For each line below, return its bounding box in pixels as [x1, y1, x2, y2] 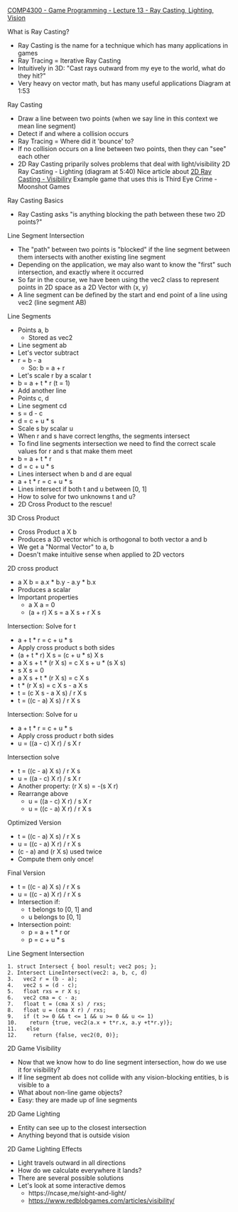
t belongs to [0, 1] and [28, 905, 92, 913]
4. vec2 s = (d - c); [7, 982, 78, 989]
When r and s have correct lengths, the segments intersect [17, 432, 190, 440]
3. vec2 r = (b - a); [7, 975, 78, 983]
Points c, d [17, 394, 50, 402]
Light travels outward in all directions [17, 1159, 126, 1167]
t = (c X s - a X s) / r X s [17, 689, 87, 697]
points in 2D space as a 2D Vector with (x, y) [17, 283, 148, 291]
